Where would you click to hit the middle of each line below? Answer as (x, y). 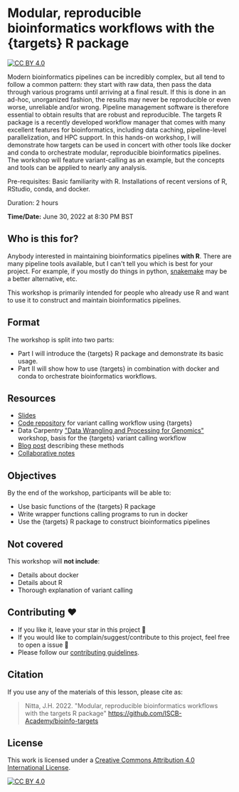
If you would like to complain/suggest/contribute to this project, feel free (123, 637)
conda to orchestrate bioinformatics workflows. (87, 376)
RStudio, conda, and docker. (49, 189)
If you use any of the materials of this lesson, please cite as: (95, 692)
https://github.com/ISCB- (145, 713)
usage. (28, 361)
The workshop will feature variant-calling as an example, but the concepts (116, 160)
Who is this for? (43, 239)
